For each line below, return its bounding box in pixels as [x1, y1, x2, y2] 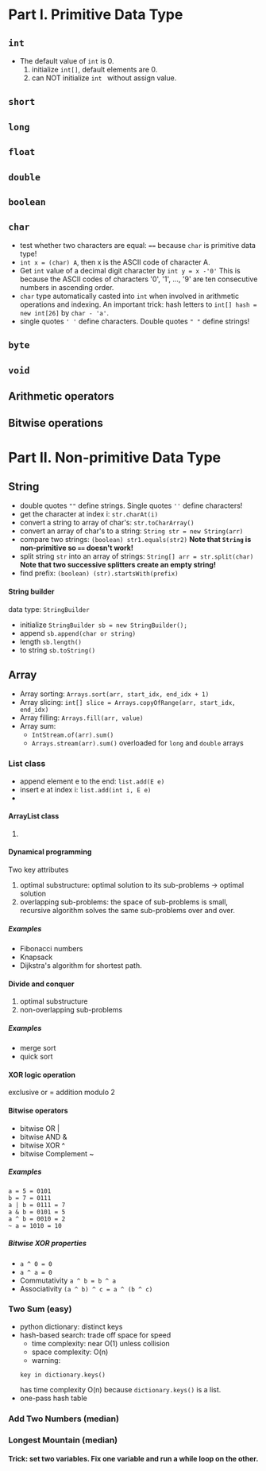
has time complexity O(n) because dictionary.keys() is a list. [19, 1384, 222, 1394]
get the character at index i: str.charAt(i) [19, 509, 159, 519]
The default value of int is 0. [19, 56, 114, 65]
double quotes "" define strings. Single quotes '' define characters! [19, 501, 243, 510]
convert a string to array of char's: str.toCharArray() [19, 518, 195, 528]
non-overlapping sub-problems [19, 1005, 123, 1015]
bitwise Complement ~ [19, 1148, 94, 1158]
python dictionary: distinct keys [19, 1322, 123, 1331]
